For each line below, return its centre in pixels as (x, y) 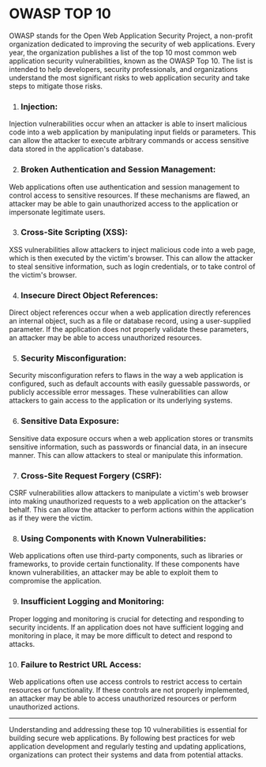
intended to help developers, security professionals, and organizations (124, 69)
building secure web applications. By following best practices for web (122, 738)
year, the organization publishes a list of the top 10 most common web (123, 52)
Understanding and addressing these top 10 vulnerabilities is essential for (128, 729)
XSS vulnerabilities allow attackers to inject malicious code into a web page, (132, 249)
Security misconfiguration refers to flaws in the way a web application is (126, 376)
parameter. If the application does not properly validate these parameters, (129, 330)
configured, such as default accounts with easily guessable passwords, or (130, 383)
